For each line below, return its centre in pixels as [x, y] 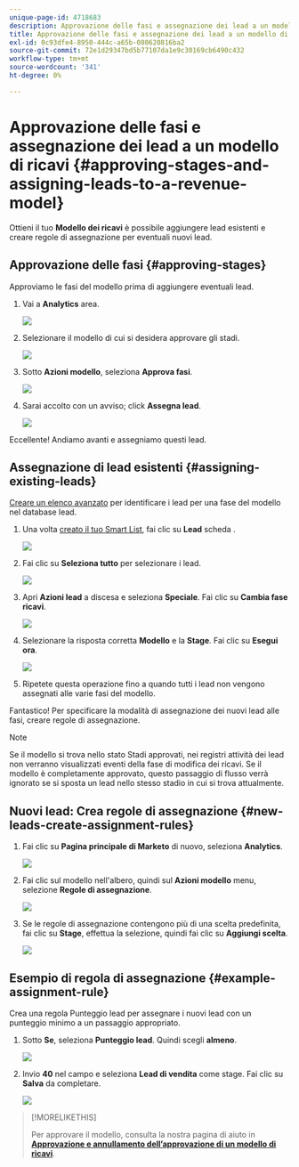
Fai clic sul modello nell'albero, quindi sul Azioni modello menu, [139, 880]
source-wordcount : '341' [55, 68]
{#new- [262, 811]
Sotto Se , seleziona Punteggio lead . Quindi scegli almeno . [129, 1040]
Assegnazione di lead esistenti [97, 467]
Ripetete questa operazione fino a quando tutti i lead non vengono [143, 684]
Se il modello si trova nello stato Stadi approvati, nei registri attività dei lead [147, 755]
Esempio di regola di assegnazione [108, 978]
